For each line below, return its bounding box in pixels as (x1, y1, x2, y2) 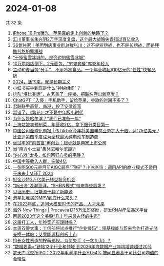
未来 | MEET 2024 (17, 170, 53, 176)
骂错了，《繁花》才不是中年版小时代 (12, 109, 83, 115)
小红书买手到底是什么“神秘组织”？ (12, 85, 81, 91)
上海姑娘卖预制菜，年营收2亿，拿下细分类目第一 (12, 122, 110, 127)
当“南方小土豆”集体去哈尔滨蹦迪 (12, 146, 77, 152)
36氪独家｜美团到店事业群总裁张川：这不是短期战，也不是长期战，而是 (12, 42, 155, 48)
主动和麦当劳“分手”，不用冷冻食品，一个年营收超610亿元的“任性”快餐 (12, 66, 152, 72)
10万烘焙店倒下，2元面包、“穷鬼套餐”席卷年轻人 (12, 61, 109, 66)
